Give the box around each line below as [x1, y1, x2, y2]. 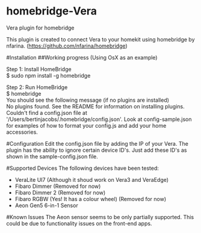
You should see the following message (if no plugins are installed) [6, 96, 170, 104]
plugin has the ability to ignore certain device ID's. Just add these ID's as [6, 146, 187, 154]
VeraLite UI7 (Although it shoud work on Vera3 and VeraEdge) [14, 176, 169, 183]
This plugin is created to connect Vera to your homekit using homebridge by [6, 36, 195, 43]
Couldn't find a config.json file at [6, 109, 87, 116]
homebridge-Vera [6, 4, 97, 18]
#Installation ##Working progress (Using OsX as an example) [6, 54, 158, 61]
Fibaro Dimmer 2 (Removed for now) [14, 188, 106, 196]
